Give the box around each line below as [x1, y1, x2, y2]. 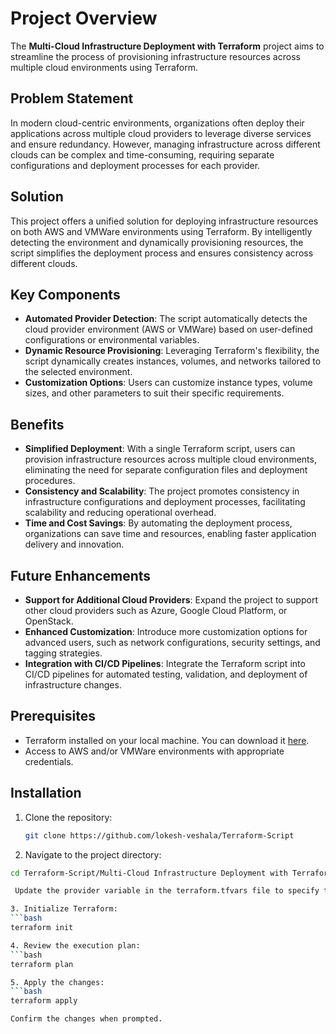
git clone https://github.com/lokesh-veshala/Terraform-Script [24, 830, 295, 841]
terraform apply [10, 996, 78, 1006]
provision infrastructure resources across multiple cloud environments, [24, 453, 317, 466]
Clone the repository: [24, 811, 113, 823]
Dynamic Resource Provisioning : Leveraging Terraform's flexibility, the [24, 345, 320, 357]
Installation [10, 785, 82, 802]
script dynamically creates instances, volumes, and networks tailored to [24, 355, 322, 367]
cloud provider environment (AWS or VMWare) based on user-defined [24, 323, 313, 336]
